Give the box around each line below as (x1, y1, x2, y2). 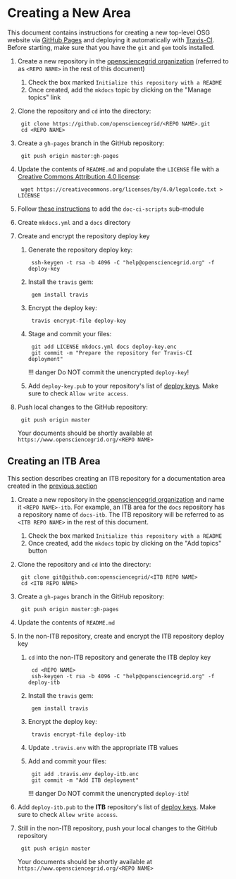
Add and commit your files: (27, 756, 107, 766)
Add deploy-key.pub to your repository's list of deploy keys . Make (27, 381, 218, 390)
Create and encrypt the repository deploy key (17, 231, 150, 240)
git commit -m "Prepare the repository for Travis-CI (31, 349, 192, 357)
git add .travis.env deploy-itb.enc (31, 770, 139, 777)
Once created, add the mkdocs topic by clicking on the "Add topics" (27, 539, 222, 547)
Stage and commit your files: (27, 329, 112, 338)
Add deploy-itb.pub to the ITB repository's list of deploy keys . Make (17, 802, 216, 811)
